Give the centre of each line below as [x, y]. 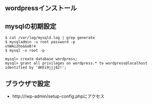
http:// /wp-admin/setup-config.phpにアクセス [58, 96]
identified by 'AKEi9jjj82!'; [36, 68]
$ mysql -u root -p [25, 51]
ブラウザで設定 [28, 84]
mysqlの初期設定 [31, 26]
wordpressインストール [41, 8]
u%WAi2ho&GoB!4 [21, 46]
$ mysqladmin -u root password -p [40, 42]
